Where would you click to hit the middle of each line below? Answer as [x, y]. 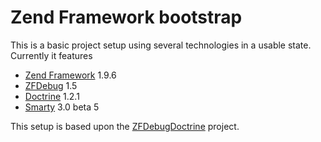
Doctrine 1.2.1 [52, 96]
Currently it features [51, 55]
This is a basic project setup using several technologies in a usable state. [161, 45]
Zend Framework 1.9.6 [70, 75]
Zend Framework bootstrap [126, 17]
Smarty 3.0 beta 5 [62, 107]
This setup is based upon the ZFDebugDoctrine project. [125, 126]
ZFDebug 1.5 [51, 85]
